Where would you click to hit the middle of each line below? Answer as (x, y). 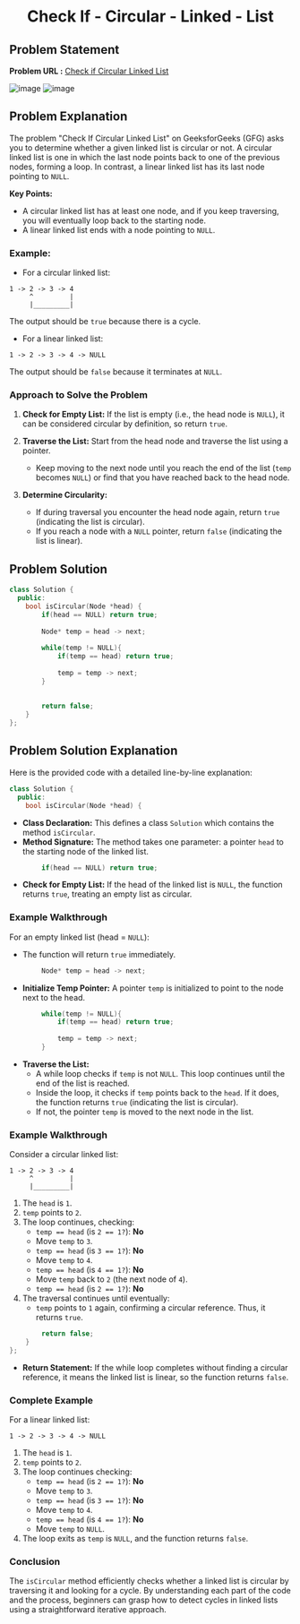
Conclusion (35, 1562)
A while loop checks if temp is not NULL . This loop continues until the (160, 1073)
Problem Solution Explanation (94, 751)
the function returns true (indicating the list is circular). (137, 1102)
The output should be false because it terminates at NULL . (116, 372)
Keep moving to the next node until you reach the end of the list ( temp (163, 468)
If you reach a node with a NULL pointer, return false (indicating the (159, 531)
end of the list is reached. (82, 1083)
